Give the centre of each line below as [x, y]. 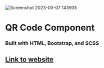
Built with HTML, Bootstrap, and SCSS [52, 43]
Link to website [29, 59]
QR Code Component [50, 28]
